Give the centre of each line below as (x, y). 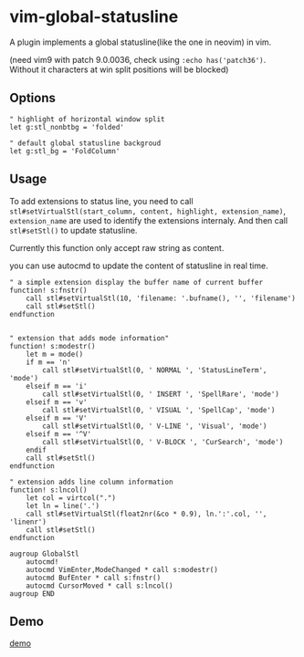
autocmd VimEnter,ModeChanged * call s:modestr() (122, 569)
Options (33, 98)
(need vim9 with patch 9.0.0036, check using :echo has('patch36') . (138, 59)
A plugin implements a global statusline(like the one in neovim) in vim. (141, 42)
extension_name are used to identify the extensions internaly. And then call (149, 220)
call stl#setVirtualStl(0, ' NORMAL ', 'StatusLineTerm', (155, 370)
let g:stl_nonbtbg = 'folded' (67, 127)
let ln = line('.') (63, 506)
